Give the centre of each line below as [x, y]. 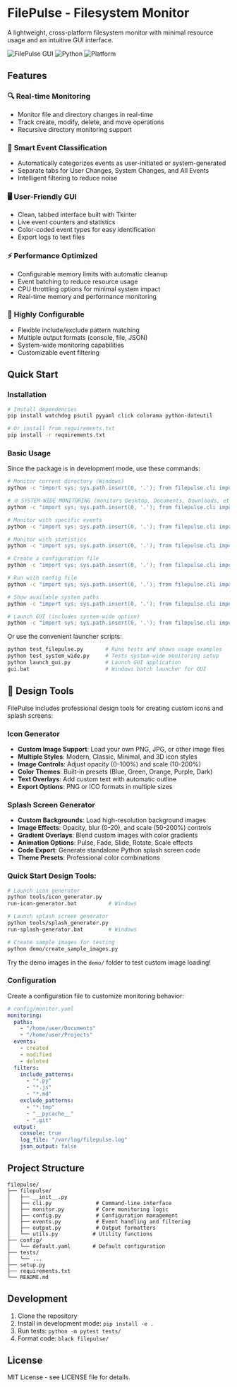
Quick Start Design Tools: [52, 876]
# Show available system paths [53, 597]
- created [35, 1049]
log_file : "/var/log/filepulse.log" [74, 1140]
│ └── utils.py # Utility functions [80, 1234]
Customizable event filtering [59, 352]
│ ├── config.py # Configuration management [93, 1215]
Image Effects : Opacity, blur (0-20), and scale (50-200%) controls [114, 828]
